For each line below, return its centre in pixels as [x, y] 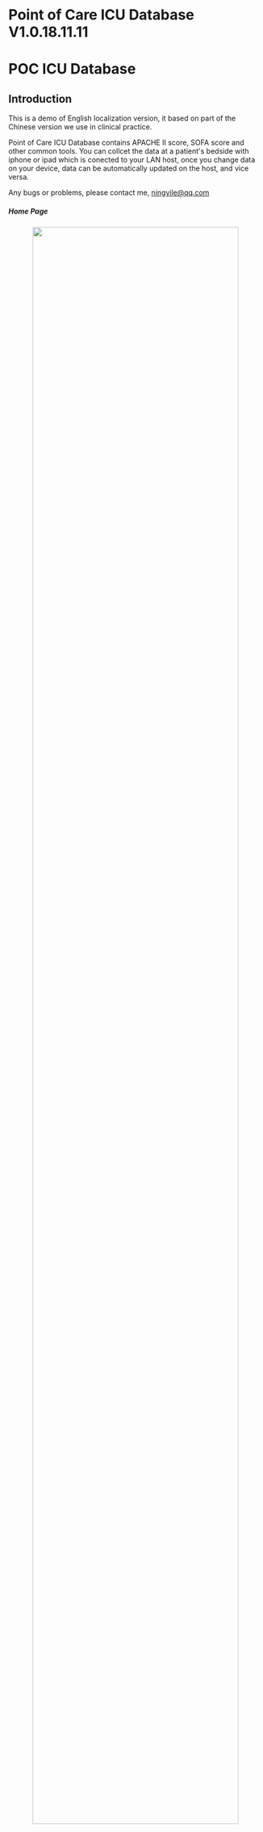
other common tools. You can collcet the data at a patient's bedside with [129, 151]
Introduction [40, 99]
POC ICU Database [72, 69]
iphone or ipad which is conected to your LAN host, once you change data [132, 160]
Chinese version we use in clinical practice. [80, 127]
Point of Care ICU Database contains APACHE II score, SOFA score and [126, 142]
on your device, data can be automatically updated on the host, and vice [129, 168]
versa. [19, 177]
